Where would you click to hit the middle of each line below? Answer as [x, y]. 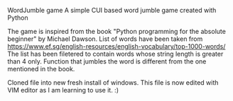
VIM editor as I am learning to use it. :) [63, 90]
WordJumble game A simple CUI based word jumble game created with [112, 10]
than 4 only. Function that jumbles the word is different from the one [107, 61]
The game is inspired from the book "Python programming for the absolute [116, 31]
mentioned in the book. [41, 69]
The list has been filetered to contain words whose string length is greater [115, 54]
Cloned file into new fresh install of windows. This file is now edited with [113, 83]
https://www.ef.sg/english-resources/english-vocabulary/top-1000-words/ [116, 46]
